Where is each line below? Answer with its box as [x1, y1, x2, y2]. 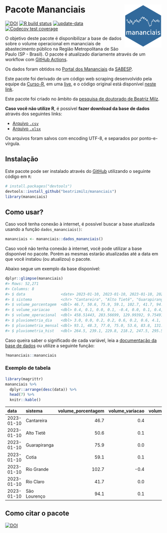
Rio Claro [25, 478, 45, 484]
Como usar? [5, 208, 44, 216]
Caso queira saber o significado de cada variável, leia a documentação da [5, 337, 157, 343]
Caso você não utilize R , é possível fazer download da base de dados [5, 105, 150, 111]
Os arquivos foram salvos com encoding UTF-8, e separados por [5, 135, 138, 141]
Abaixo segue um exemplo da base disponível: [5, 266, 100, 272]
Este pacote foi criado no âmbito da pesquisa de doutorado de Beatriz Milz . [5, 96, 160, 102]
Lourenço [25, 493, 46, 499]
